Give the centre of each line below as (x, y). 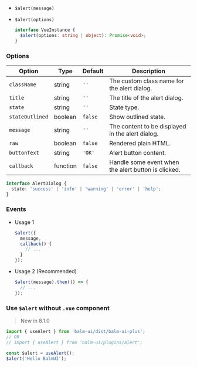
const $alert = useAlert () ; (40, 353)
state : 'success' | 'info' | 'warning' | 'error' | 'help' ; (86, 189)
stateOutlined (29, 117)
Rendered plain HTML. (140, 143)
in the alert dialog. (134, 134)
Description (148, 71)
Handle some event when (145, 162)
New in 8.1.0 (35, 321)
